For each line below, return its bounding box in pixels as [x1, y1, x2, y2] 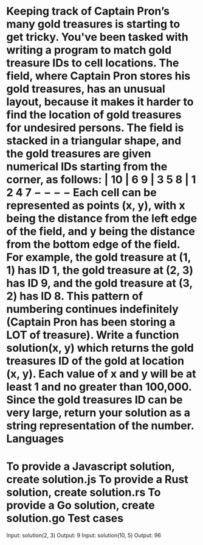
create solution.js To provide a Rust [6, 472, 188, 486]
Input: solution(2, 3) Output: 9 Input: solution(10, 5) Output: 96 [6, 532, 161, 539]
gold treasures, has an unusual [6, 82, 165, 96]
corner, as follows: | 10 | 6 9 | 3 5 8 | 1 [6, 173, 196, 187]
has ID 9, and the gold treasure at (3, [6, 276, 193, 290]
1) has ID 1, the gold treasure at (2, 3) [6, 263, 193, 277]
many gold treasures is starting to [6, 17, 181, 31]
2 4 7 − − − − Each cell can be [6, 186, 157, 199]
